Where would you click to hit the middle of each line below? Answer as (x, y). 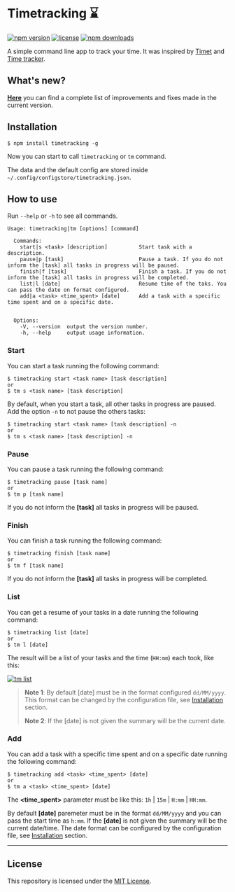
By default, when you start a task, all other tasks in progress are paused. (112, 404)
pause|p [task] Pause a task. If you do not (122, 260)
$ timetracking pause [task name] (58, 482)
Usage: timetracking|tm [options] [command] (73, 229)
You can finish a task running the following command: (85, 541)
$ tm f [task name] (36, 566)
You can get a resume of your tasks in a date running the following (103, 612)
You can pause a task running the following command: (86, 469)
